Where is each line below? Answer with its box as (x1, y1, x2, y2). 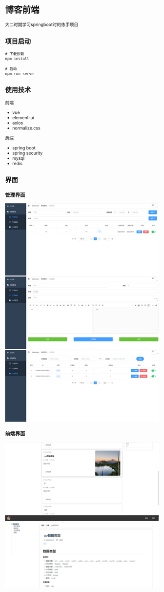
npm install (5, 56, 29, 61)
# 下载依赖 (5, 51, 24, 56)
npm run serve (5, 71, 34, 76)
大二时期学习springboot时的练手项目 (5, 21, 79, 27)
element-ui (12, 114, 34, 120)
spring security (12, 150, 43, 156)
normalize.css (12, 125, 41, 131)
